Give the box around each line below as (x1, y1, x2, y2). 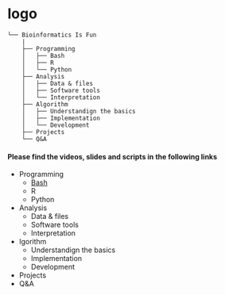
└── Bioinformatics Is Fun (7, 31, 97, 39)
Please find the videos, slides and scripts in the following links (7, 151, 218, 161)
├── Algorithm (21, 100, 68, 108)
